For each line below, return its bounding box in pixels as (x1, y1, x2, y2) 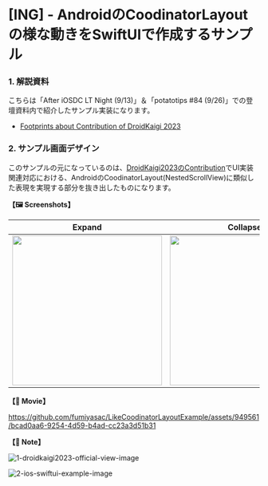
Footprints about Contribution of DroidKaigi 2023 (19, 121, 181, 131)
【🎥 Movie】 (8, 396, 50, 405)
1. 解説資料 (8, 76, 49, 87)
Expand (72, 221, 102, 232)
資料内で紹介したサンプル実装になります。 (14, 105, 155, 115)
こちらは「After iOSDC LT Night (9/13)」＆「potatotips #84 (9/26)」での (8, 96, 246, 105)
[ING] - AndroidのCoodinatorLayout (8, 6, 249, 24)
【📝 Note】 (8, 437, 45, 446)
